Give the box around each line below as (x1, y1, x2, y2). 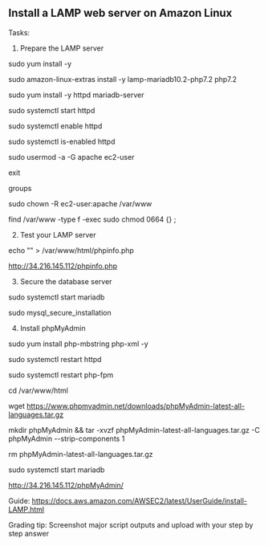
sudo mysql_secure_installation (8, 308, 112, 317)
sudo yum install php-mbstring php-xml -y (8, 339, 148, 348)
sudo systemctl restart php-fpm (8, 369, 114, 380)
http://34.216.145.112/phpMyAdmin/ (8, 480, 124, 490)
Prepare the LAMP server (19, 43, 104, 53)
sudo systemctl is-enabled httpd (8, 136, 116, 146)
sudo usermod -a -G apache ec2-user (8, 152, 135, 161)
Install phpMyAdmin (19, 323, 86, 332)
